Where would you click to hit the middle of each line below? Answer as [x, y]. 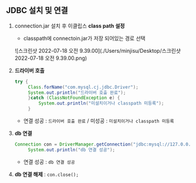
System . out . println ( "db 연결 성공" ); [72, 150]
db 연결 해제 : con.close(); [47, 174]
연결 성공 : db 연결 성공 [49, 162]
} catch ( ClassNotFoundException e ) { [74, 98]
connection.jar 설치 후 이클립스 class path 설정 [70, 26]
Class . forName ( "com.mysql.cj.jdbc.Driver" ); [83, 87]
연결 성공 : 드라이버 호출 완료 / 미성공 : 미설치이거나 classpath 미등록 [99, 121]
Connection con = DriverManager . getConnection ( [74, 145]
